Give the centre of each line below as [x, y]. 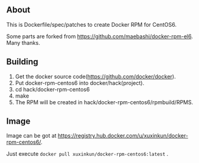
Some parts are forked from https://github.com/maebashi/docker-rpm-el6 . [100, 36]
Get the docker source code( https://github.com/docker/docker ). [96, 76]
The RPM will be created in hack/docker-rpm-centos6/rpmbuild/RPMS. [104, 102]
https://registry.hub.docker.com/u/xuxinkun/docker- [123, 136]
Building [22, 62]
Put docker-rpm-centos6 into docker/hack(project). [80, 83]
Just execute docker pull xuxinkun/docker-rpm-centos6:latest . [87, 154]
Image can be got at [31, 136]
